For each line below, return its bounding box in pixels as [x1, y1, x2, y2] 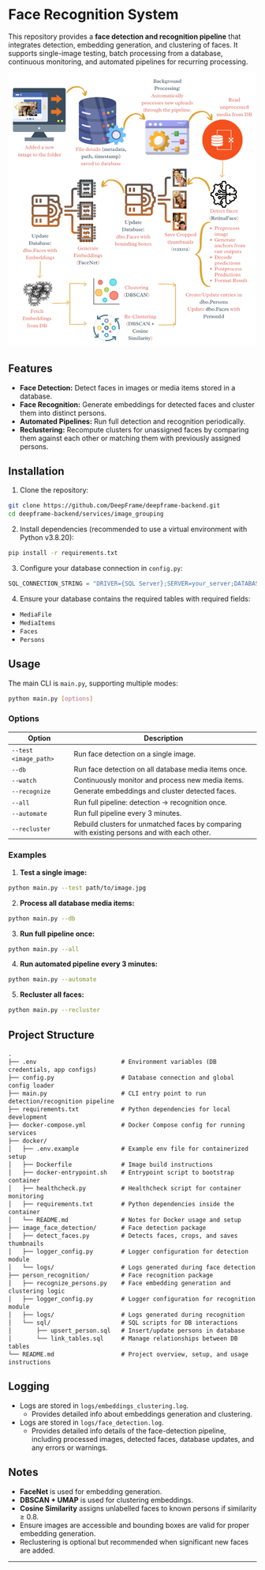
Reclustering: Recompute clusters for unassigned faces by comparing [19, 425, 249, 434]
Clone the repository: [19, 485, 89, 495]
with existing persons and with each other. [73, 828, 211, 837]
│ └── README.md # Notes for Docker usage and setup [8, 1216, 242, 1225]
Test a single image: [19, 867, 88, 877]
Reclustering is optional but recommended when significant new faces [19, 1537, 249, 1546]
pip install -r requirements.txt [8, 549, 118, 557]
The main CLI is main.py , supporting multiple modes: [8, 678, 179, 688]
